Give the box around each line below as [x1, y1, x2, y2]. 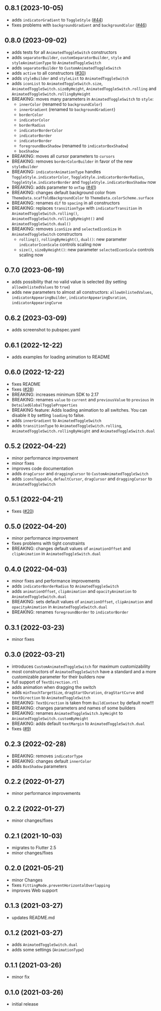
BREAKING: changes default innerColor [11, 758, 92, 764]
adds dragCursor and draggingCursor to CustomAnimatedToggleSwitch [11, 470, 149, 476]
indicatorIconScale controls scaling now [19, 242, 101, 247]
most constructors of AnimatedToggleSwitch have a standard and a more [11, 668, 157, 674]
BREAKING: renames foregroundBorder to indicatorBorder [11, 609, 129, 615]
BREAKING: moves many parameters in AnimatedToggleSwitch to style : [11, 96, 154, 102]
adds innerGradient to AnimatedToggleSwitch [11, 418, 102, 423]
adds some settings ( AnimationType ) [11, 947, 84, 953]
